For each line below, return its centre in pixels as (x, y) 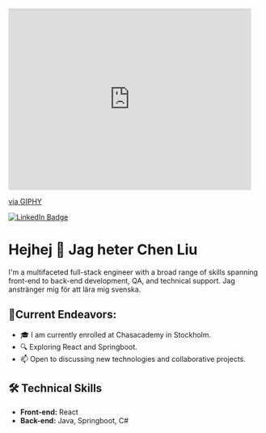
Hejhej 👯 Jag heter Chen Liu (103, 250)
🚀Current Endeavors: (63, 315)
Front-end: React (49, 412)
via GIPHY (25, 202)
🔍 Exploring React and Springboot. (78, 347)
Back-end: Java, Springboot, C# (74, 420)
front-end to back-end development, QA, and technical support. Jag (122, 280)
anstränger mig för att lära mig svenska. (75, 289)
